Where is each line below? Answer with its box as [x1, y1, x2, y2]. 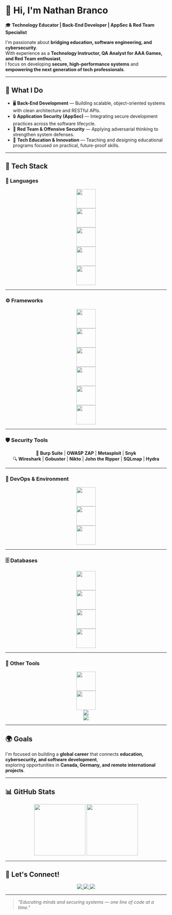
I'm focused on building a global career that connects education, [5, 751, 144, 757]
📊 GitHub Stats [5, 787, 55, 796]
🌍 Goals [5, 735, 33, 743]
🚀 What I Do [5, 86, 44, 95]
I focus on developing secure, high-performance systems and [5, 61, 139, 67]
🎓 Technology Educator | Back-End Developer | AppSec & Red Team [5, 22, 155, 28]
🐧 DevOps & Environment [5, 475, 69, 482]
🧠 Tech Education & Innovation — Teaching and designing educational [12, 137, 163, 143]
